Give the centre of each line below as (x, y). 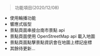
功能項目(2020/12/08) (37, 8)
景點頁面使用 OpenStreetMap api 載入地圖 (52, 36)
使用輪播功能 (23, 18)
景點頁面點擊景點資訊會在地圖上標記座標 (51, 42)
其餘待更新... (22, 48)
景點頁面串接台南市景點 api (37, 30)
